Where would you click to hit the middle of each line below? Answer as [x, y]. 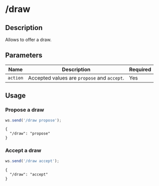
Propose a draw [25, 110]
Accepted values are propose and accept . [76, 77]
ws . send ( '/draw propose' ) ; [33, 120]
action [16, 78]
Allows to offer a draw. [28, 39]
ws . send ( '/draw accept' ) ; [32, 161]
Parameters [24, 55]
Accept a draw [23, 150]
